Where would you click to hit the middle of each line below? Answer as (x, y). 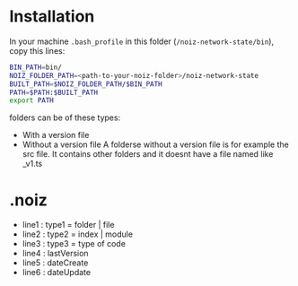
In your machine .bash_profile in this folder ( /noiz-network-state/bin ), (142, 41)
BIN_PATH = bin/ (36, 67)
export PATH (31, 100)
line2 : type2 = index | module (77, 234)
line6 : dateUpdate (57, 273)
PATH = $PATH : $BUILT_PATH (54, 92)
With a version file (56, 135)
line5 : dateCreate (55, 263)
